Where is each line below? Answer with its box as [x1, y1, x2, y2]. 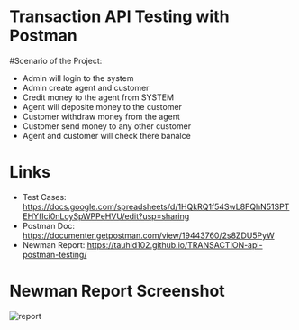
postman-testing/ [22, 249, 87, 260]
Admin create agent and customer [22, 82, 149, 93]
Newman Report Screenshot [9, 281, 225, 301]
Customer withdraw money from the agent [22, 111, 180, 122]
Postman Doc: [22, 220, 75, 231]
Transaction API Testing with [9, 6, 230, 27]
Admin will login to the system [22, 72, 134, 83]
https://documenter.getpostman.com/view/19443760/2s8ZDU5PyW [22, 230, 275, 241]
